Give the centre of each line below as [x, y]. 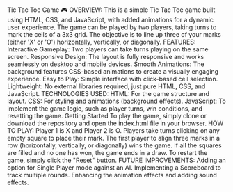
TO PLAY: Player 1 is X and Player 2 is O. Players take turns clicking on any [114, 130]
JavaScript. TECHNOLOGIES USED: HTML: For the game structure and [109, 94]
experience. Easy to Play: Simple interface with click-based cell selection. [113, 79]
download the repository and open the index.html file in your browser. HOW [115, 123]
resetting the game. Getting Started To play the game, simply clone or [107, 116]
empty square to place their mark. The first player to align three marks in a [114, 138]
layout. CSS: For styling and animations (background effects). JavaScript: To [116, 101]
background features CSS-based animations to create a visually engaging [113, 71]
